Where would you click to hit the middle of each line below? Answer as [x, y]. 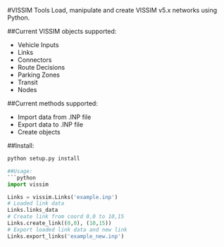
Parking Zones [38, 75]
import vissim [28, 184]
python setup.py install [44, 158]
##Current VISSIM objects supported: [62, 31]
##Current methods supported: [53, 103]
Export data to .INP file [50, 125]
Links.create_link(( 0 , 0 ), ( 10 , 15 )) [60, 223]
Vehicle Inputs [38, 45]
